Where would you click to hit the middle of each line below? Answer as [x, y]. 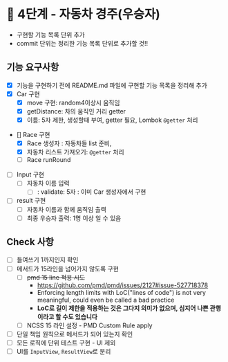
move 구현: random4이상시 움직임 [73, 102]
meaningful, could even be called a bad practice [106, 300]
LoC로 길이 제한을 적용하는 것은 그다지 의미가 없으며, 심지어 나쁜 [123, 308]
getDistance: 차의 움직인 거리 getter [76, 111]
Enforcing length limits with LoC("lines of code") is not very [122, 292]
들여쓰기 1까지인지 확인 [47, 260]
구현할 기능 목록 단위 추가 [51, 35]
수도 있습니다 [80, 316]
